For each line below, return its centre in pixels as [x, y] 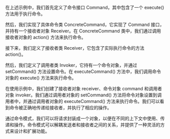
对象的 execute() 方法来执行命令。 [41, 78]
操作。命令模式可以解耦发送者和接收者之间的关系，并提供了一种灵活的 [87, 125]
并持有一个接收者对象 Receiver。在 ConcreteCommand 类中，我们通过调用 [83, 31]
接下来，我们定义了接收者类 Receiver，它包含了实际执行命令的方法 [75, 48]
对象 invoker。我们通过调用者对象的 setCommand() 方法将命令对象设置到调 [83, 95]
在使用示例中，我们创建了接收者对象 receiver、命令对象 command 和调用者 [84, 89]
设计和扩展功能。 [32, 131]
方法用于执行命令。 [25, 14]
